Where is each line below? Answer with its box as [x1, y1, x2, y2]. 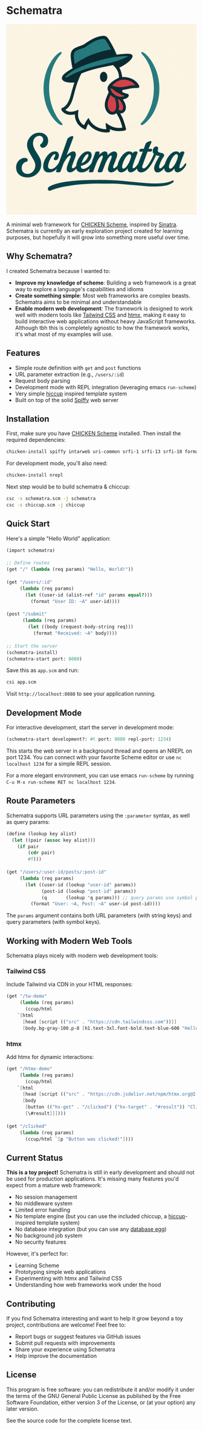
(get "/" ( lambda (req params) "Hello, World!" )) [6, 567, 134, 573]
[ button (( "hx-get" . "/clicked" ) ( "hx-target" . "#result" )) [25, 1104, 185, 1110]
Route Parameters [6, 796, 76, 806]
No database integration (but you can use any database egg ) [14, 1225, 167, 1233]
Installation [6, 414, 50, 424]
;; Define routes [6, 560, 50, 566]
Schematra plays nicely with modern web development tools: [6, 952, 158, 960]
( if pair [17, 843, 39, 849]
